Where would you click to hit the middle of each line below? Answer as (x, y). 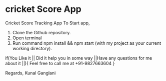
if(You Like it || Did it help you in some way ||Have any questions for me (79, 58)
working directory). (32, 48)
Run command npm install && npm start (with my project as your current (87, 43)
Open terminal (27, 38)
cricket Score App (43, 9)
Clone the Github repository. (41, 32)
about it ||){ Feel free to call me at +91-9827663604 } (60, 63)
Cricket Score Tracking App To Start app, (47, 23)
